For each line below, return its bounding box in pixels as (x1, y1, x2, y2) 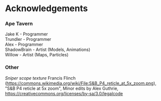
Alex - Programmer (5, 42, 43, 48)
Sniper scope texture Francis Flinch (5, 75, 76, 81)
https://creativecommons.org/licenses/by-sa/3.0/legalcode (5, 90, 123, 96)
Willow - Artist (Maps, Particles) (5, 52, 69, 58)
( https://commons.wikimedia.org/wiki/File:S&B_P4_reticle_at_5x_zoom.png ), (5, 80, 157, 86)
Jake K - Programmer (5, 31, 48, 37)
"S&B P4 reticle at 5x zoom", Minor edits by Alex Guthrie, (5, 85, 119, 91)
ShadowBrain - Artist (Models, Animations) (5, 47, 91, 52)
